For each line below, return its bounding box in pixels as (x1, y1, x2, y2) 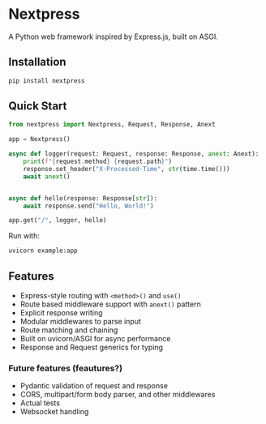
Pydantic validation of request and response (19, 381, 169, 391)
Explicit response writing (19, 308, 103, 317)
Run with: (8, 231, 41, 241)
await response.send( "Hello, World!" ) (23, 202, 154, 210)
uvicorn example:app (8, 246, 79, 255)
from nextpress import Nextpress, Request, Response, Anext (8, 121, 217, 129)
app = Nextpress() (8, 135, 71, 143)
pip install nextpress (8, 76, 85, 85)
